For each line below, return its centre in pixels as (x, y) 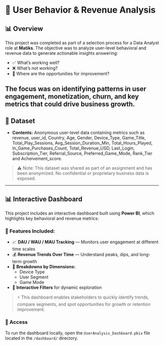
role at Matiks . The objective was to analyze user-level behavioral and (76, 48)
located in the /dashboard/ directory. (41, 338)
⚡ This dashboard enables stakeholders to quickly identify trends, (83, 297)
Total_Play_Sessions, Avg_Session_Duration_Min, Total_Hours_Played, (82, 143)
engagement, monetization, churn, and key (72, 97)
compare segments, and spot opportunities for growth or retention (84, 304)
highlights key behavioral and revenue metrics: (52, 218)
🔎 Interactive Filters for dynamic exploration (57, 287)
